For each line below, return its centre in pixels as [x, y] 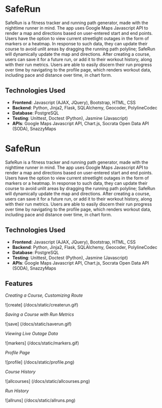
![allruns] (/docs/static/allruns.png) [40, 401]
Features [19, 284]
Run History [17, 391]
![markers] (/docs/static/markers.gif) [42, 343]
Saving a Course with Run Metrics [40, 314]
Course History [20, 372]
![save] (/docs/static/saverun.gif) [39, 324]
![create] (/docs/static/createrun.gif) [42, 305]
